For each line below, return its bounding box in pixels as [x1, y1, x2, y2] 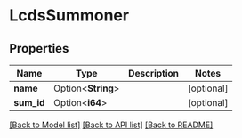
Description [128, 68, 180, 79]
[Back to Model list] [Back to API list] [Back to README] [9, 119, 214, 130]
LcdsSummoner [9, 5, 130, 26]
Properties [9, 41, 69, 56]
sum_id [13, 97, 45, 109]
